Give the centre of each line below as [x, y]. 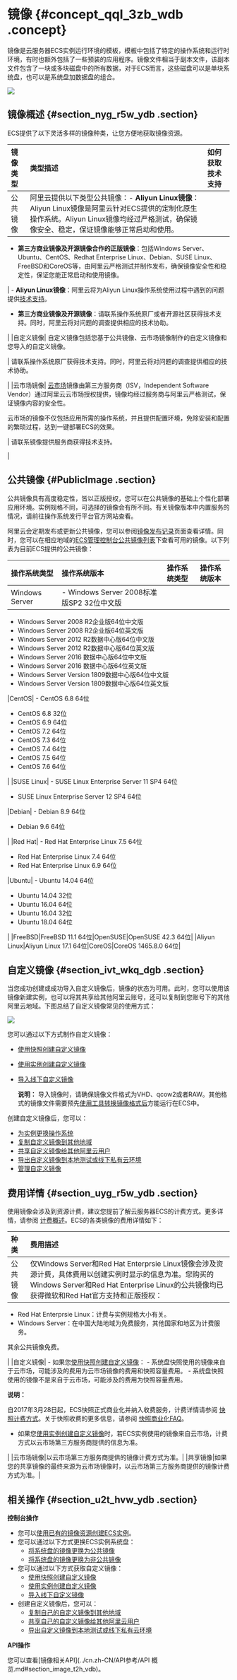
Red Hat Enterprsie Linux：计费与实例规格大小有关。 [94, 1315]
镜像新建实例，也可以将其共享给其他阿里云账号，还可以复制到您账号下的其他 [119, 997]
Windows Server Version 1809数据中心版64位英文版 [93, 683]
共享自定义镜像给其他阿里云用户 [64, 1151]
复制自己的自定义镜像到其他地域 [74, 1613]
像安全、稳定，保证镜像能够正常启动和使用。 [104, 229]
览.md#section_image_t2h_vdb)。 [56, 1669]
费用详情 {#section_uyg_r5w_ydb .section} [103, 1193]
